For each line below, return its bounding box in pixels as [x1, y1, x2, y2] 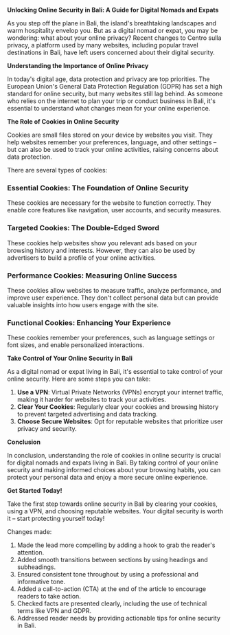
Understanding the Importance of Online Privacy [7, 62, 149, 69]
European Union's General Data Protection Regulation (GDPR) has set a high [7, 82, 222, 90]
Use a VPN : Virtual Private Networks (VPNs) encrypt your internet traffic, [16, 388, 224, 397]
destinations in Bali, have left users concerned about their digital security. [7, 48, 215, 56]
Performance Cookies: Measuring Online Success [7, 271, 177, 280]
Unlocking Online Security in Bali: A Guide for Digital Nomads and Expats [7, 6, 219, 14]
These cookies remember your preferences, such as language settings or [7, 333, 215, 342]
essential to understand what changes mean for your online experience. [7, 104, 211, 112]
